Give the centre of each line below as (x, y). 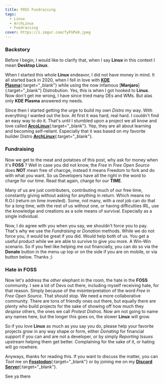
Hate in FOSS (21, 269)
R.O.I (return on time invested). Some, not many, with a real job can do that (80, 200)
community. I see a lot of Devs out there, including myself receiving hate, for (82, 285)
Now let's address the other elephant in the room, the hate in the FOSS (76, 280)
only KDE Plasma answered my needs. (44, 101)
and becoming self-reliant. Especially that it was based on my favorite (75, 131)
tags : (11, 14)
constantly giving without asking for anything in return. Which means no (78, 195)
